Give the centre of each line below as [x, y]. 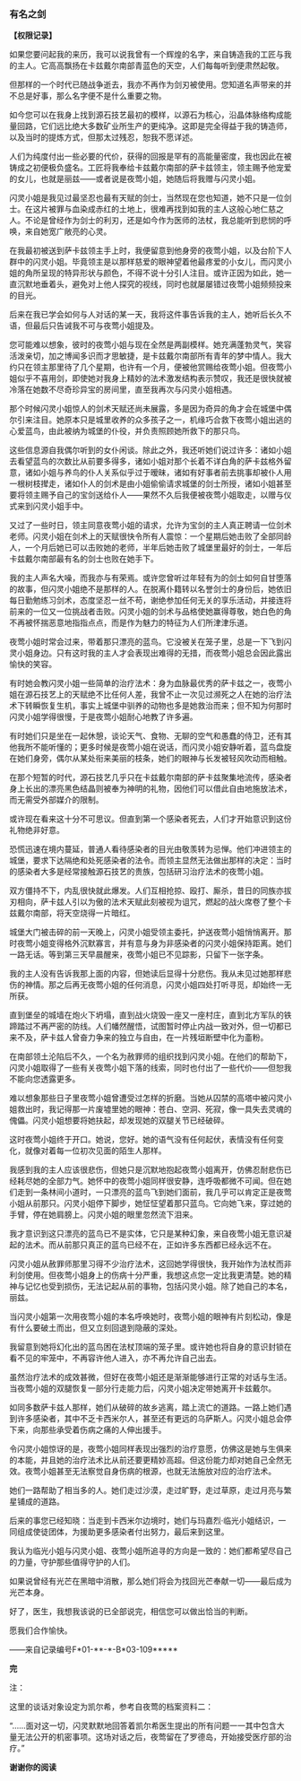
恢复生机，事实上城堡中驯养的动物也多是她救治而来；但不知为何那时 [166, 706]
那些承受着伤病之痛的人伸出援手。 [103, 1430]
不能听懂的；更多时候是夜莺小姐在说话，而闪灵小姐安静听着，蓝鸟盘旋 [162, 747]
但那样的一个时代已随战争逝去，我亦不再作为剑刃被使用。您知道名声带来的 [146, 85]
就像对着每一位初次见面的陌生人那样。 [95, 1151]
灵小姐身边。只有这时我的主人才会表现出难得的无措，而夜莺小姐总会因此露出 [150, 653]
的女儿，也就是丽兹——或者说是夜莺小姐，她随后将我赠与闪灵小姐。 [135, 179]
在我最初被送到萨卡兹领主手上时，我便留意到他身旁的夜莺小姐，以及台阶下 [146, 251]
